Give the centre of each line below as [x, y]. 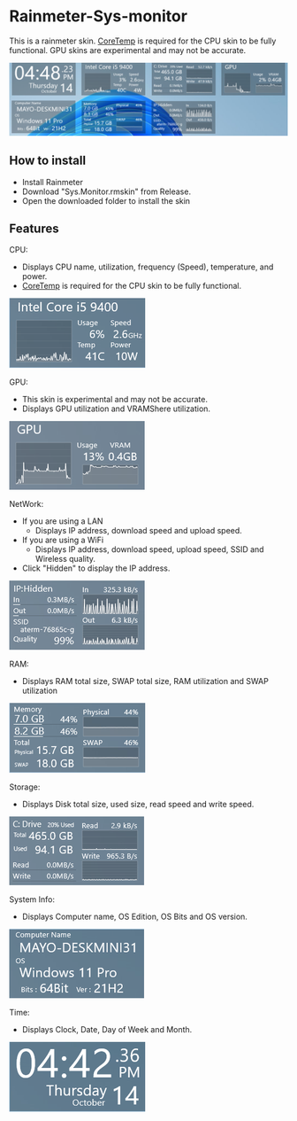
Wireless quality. [65, 559]
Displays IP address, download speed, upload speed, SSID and [149, 549]
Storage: [25, 787]
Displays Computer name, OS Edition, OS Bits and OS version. [134, 917]
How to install [48, 161]
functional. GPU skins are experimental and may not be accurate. [128, 50]
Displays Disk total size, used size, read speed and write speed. [138, 805]
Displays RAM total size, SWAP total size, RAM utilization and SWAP [145, 681]
